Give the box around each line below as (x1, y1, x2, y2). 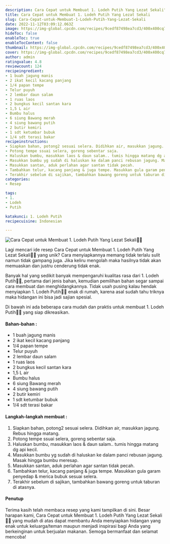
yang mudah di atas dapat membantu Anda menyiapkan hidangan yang (12, 517, 161, 524)
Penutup (5, 495, 24, 501)
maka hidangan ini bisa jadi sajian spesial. (5, 294, 93, 300)
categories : (5, 177, 30, 182)
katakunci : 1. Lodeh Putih (5, 214, 62, 219)
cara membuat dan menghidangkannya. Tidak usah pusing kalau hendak (5, 283, 157, 289)
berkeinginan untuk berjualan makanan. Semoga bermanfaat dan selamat (5, 528, 158, 534)
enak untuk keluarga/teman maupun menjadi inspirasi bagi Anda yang (5, 523, 151, 529)
